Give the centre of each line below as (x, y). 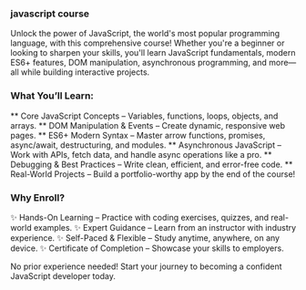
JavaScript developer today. (63, 275)
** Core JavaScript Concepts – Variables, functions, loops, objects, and (144, 116)
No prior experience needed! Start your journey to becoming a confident (146, 266)
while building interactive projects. (85, 72)
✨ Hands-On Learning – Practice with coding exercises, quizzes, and (140, 217)
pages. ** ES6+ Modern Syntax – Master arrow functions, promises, (138, 135)
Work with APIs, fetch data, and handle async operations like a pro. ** (141, 154)
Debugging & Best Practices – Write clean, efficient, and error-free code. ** (152, 164)
